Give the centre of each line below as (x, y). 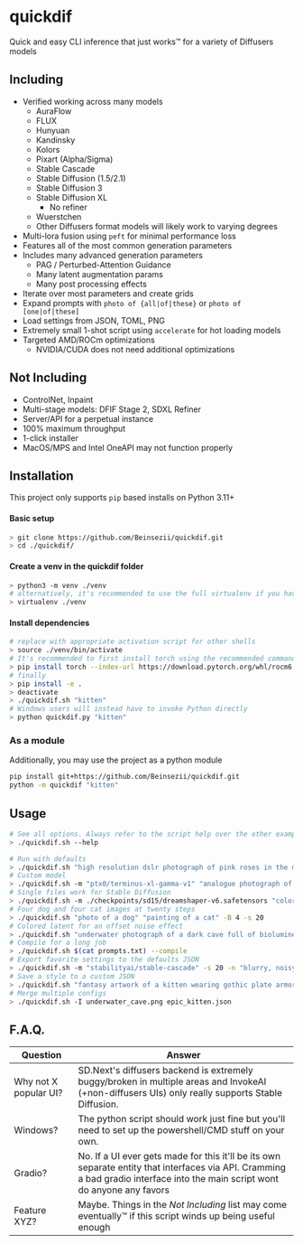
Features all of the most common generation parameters (127, 245)
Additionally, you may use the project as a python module (116, 760)
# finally (28, 675)
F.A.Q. (27, 1030)
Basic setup (32, 518)
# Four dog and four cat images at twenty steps (102, 909)
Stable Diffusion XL (72, 197)
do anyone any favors (124, 1190)
